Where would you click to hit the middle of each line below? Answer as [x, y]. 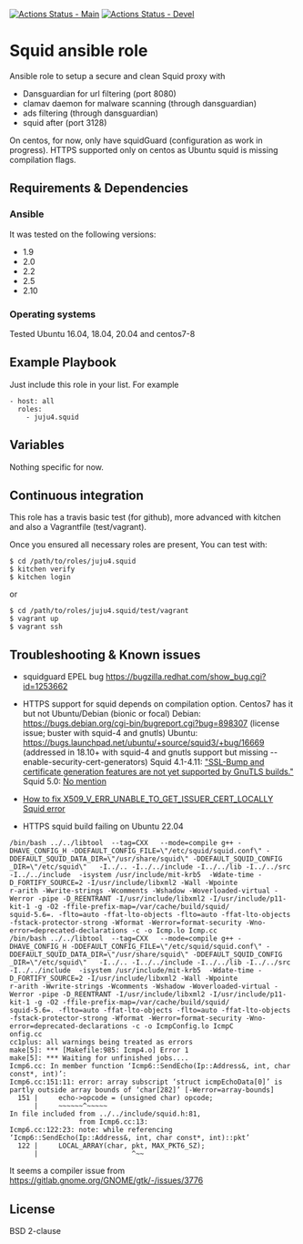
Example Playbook [63, 363]
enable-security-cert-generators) [85, 762]
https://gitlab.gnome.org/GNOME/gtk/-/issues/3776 [106, 1180]
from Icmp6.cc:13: [113, 1122]
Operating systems [53, 314]
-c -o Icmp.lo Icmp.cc [175, 931]
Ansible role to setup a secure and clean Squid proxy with [117, 76]
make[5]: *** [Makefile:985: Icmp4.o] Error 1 [99, 1050]
